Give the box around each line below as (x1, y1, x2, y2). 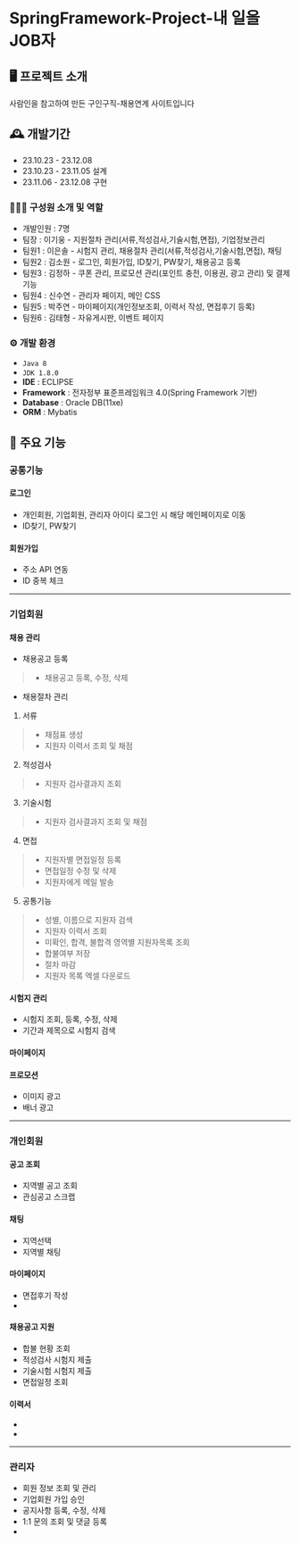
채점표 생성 (44, 730, 83, 740)
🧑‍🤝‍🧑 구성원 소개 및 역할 (9, 201, 104, 213)
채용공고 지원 (9, 1322, 55, 1332)
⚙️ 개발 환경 (9, 337, 56, 349)
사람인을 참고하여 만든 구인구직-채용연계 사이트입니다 (9, 98, 195, 108)
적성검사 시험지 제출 (21, 1354, 92, 1364)
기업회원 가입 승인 (21, 1494, 85, 1505)
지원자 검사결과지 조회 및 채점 (44, 816, 147, 827)
